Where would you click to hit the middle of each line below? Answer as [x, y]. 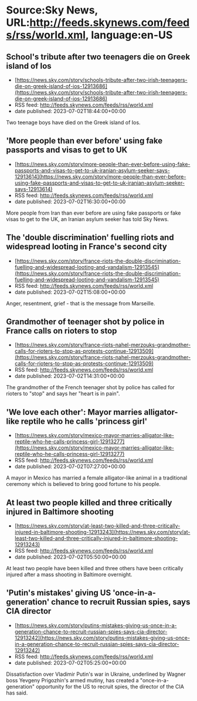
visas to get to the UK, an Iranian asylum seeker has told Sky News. [87, 219]
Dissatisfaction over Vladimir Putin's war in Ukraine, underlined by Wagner [96, 674]
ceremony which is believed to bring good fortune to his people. [84, 484]
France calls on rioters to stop [62, 331]
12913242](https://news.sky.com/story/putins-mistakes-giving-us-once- [102, 638]
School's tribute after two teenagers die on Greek [98, 57]
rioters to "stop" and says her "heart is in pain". [63, 394]
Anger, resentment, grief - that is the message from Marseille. [81, 303]
